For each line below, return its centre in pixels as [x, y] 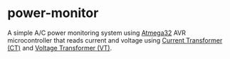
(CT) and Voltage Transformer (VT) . [60, 48]
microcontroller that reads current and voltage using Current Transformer [115, 40]
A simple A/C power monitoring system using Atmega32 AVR [97, 33]
